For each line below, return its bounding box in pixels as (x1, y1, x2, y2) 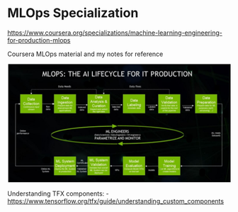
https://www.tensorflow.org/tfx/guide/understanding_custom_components (7, 196, 225, 205)
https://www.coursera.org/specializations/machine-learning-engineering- (7, 28, 223, 37)
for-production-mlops (7, 35, 71, 44)
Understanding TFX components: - (7, 189, 109, 198)
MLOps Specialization (7, 5, 139, 21)
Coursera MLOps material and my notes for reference (7, 50, 164, 58)
